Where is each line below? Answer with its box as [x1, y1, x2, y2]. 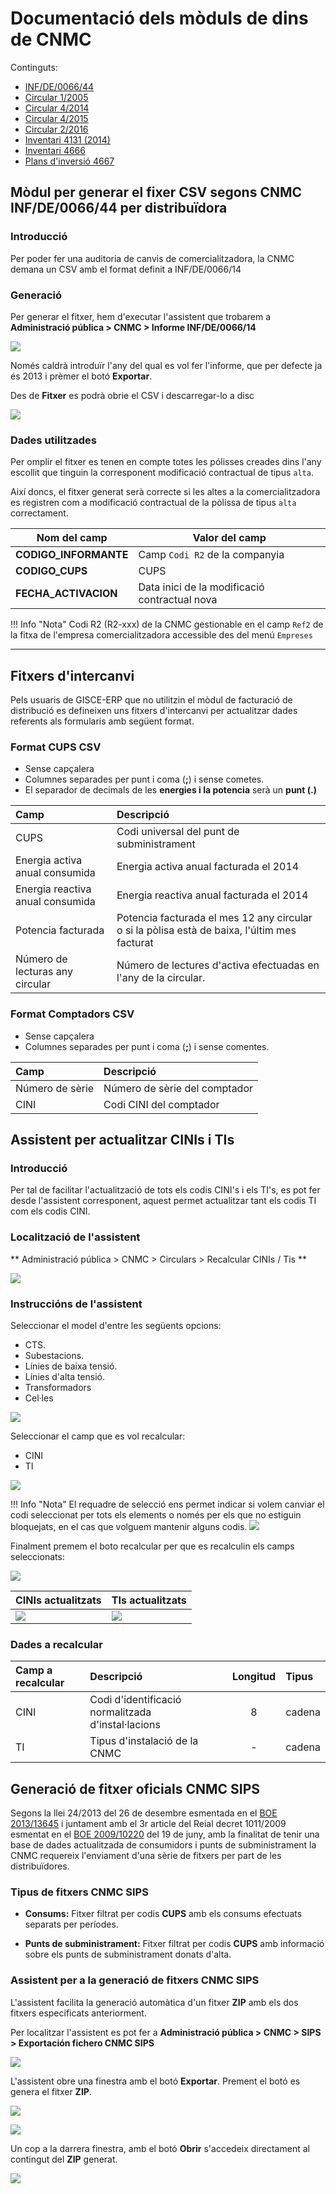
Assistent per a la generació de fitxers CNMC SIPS [10, 1973, 260, 1987]
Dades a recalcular [10, 1637, 103, 1651]
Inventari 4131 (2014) [24, 133, 111, 146]
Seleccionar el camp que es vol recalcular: [10, 1430, 186, 1442]
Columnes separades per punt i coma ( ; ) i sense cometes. [24, 773, 265, 786]
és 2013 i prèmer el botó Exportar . [10, 370, 153, 382]
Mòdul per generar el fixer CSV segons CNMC [10, 184, 303, 201]
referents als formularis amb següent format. [10, 715, 195, 727]
